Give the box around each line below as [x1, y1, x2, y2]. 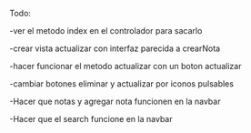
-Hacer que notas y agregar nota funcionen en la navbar [9, 96, 221, 107]
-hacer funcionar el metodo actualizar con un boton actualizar [9, 61, 242, 71]
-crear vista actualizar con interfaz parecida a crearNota [9, 43, 221, 54]
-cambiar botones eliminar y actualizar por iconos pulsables [9, 78, 235, 89]
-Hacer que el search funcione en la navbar [9, 114, 173, 124]
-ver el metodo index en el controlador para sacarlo [9, 26, 203, 36]
